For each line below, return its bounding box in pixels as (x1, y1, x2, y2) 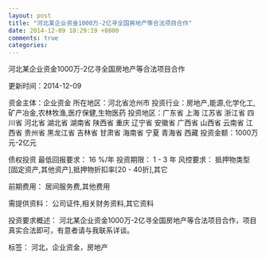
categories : (8, 41, 48, 49)
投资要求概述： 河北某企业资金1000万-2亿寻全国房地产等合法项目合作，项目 (8, 216, 257, 226)
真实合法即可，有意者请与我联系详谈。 (8, 226, 134, 235)
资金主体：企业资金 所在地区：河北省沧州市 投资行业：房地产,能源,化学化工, (8, 98, 256, 108)
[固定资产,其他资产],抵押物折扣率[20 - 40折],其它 (8, 165, 169, 175)
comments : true (8, 33, 59, 42)
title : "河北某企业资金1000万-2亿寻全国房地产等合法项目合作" (8, 19, 193, 27)
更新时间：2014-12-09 (8, 81, 82, 91)
